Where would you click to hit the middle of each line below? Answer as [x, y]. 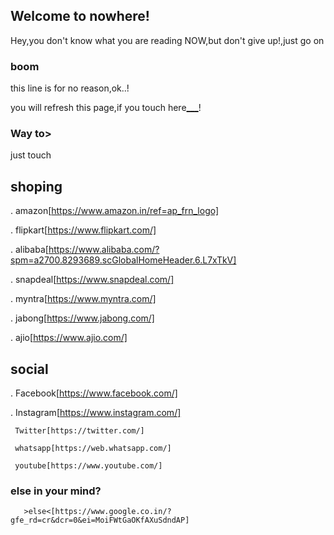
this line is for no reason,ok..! [70, 88]
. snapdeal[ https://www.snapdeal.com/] [92, 280]
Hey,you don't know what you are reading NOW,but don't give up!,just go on [167, 40]
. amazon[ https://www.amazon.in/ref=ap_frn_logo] [115, 211]
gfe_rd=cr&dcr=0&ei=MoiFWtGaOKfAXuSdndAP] [100, 520]
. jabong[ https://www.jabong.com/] [82, 318]
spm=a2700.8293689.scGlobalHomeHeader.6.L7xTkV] [123, 260]
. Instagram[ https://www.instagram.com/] [96, 413]
